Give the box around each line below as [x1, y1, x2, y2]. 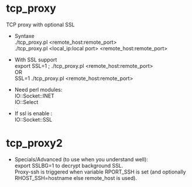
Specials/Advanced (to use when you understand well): [14, 155, 148, 162]
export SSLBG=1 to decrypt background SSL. [14, 162, 124, 169]
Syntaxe [14, 32, 35, 39]
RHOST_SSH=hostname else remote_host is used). [14, 174, 138, 181]
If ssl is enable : [14, 110, 53, 117]
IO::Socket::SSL [14, 116, 53, 123]
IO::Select [14, 98, 39, 105]
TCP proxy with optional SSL [6, 21, 75, 28]
